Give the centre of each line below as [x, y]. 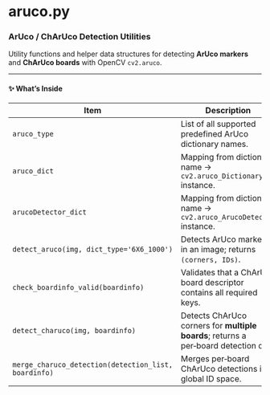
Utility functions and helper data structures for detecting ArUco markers [129, 54]
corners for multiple [219, 325]
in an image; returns [218, 249]
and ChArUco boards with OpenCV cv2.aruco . [85, 63]
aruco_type [33, 134]
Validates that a [210, 272]
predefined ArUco [215, 133]
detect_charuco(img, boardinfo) [74, 330]
